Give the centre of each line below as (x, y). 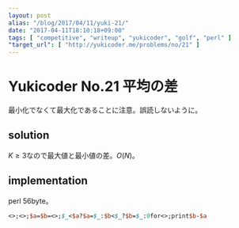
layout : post (30, 15)
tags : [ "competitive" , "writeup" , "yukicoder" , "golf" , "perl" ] (120, 38)
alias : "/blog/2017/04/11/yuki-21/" (68, 23)
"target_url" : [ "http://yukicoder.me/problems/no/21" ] (104, 45)
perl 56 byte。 (30, 201)
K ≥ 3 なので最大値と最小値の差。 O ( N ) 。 (74, 155)
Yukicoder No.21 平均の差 (93, 87)
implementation (48, 181)
